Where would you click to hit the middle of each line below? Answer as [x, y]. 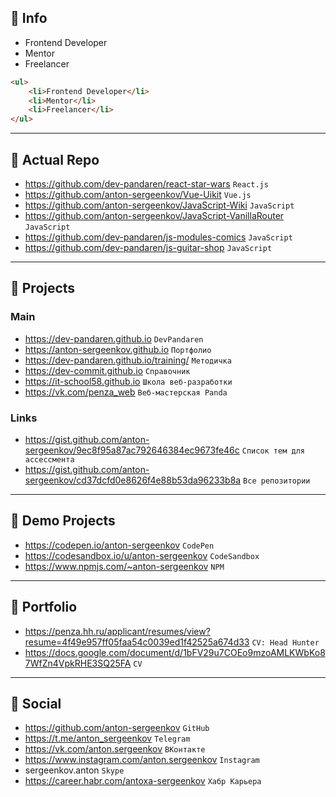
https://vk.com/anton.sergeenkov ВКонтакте [115, 749]
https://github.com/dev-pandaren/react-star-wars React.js [146, 184]
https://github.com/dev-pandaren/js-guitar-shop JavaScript [148, 247]
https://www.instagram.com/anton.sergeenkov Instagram [142, 760]
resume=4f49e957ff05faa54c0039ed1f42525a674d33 [137, 642]
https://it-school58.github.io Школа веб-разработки [128, 381]
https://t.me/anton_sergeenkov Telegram [107, 738]
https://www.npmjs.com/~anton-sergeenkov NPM [124, 566]
